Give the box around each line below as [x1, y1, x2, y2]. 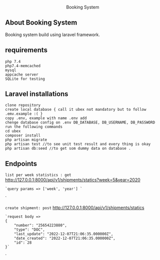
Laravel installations [5, 90, 68, 98]
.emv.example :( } [5, 111, 43, 117]
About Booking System [5, 18, 77, 27]
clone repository [5, 103, 41, 108]
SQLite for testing [5, 76, 45, 81]
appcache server [5, 72, 38, 77]
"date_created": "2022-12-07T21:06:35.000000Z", [14, 236, 116, 241]
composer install [5, 133, 41, 138]
